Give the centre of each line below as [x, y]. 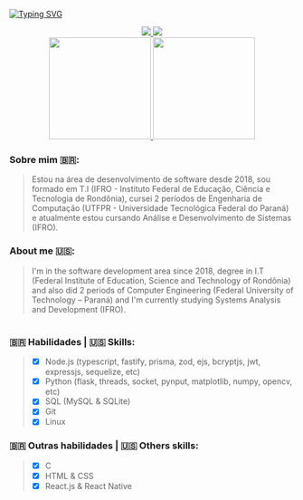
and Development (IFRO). [79, 309]
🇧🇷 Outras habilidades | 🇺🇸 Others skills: [104, 446]
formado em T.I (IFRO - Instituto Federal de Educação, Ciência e [151, 189]
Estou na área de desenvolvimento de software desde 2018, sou [151, 179]
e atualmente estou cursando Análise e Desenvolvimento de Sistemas [161, 218]
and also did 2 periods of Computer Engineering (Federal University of [162, 290]
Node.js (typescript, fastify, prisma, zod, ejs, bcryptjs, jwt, [153, 361]
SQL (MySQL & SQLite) [88, 401]
